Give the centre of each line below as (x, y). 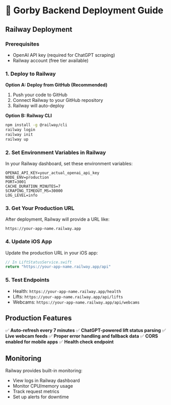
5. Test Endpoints (27, 280)
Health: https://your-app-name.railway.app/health (67, 291)
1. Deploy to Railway (31, 74)
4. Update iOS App (29, 242)
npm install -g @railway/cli (36, 125)
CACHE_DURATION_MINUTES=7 (33, 186)
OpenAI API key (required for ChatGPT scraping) (64, 55)
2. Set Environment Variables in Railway (56, 152)
